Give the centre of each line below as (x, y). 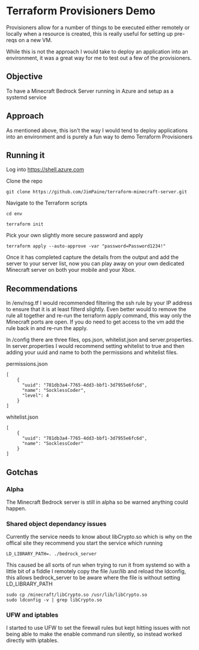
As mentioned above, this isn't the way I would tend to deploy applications (97, 130)
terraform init (25, 224)
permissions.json (27, 364)
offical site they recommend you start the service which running (85, 543)
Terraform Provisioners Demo (81, 11)
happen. (16, 508)
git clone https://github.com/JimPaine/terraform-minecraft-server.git (97, 192)
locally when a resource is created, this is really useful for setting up (90, 33)
